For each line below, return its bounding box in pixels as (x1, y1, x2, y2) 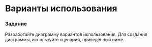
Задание (5, 21, 27, 27)
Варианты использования (5, 3, 117, 14)
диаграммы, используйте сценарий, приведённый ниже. (5, 37, 124, 43)
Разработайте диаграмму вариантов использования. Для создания (5, 31, 148, 37)
